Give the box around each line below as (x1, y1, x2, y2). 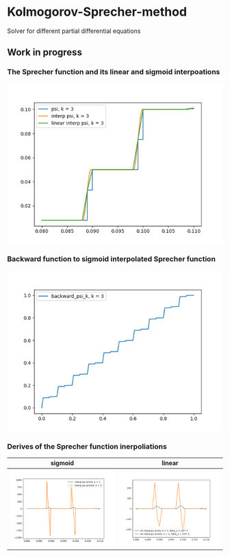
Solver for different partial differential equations (7, 27, 141, 35)
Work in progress (7, 47, 82, 58)
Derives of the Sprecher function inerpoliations (7, 441, 168, 451)
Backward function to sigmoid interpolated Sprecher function (7, 254, 216, 264)
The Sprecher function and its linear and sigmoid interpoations (7, 67, 220, 77)
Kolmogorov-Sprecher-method (7, 4, 187, 20)
